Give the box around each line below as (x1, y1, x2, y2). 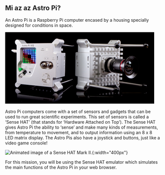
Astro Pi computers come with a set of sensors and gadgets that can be (5, 108, 151, 114)
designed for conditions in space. (5, 22, 73, 28)
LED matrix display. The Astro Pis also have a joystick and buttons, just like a (5, 135, 160, 140)
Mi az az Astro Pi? (5, 4, 61, 12)
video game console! (5, 140, 48, 146)
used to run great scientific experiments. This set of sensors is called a (5, 113, 149, 120)
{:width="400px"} (92, 149, 128, 155)
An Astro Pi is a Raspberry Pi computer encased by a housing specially (5, 17, 149, 23)
